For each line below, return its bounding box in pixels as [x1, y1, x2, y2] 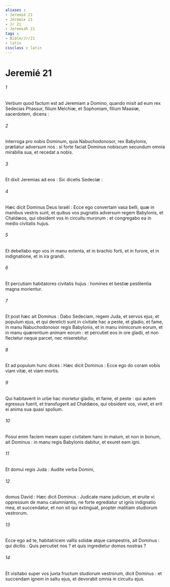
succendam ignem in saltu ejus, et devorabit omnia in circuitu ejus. [5, 576, 145, 582]
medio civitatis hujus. [5, 220, 50, 227]
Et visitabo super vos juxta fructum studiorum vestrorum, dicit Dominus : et [5, 570, 162, 576]
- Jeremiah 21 [5, 26, 36, 32]
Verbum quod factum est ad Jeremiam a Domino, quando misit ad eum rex [5, 100, 161, 106]
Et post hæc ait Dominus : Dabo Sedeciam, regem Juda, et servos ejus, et [5, 314, 159, 320]
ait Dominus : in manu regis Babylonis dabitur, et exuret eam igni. [5, 439, 141, 445]
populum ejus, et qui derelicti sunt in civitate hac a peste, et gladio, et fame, [5, 319, 163, 325]
